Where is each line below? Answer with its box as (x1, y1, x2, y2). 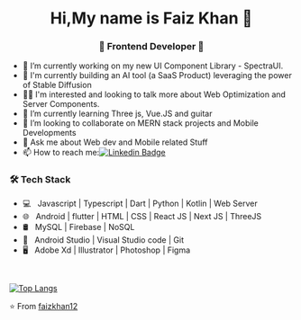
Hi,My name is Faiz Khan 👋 (50, 8, 253, 29)
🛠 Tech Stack (9, 173, 71, 186)
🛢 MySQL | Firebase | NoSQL (22, 221, 135, 232)
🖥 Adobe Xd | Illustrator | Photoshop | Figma (22, 244, 191, 255)
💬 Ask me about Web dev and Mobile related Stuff (22, 137, 208, 147)
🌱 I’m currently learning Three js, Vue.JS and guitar (22, 108, 213, 120)
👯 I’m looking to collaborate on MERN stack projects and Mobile (22, 118, 259, 129)
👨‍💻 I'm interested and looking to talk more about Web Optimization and (22, 89, 287, 100)
